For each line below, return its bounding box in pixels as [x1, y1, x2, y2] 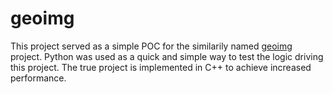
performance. [10, 72, 67, 84]
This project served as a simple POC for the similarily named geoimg [10, 40, 293, 52]
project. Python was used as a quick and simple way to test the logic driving [10, 50, 324, 62]
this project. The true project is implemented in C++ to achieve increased [10, 61, 312, 73]
